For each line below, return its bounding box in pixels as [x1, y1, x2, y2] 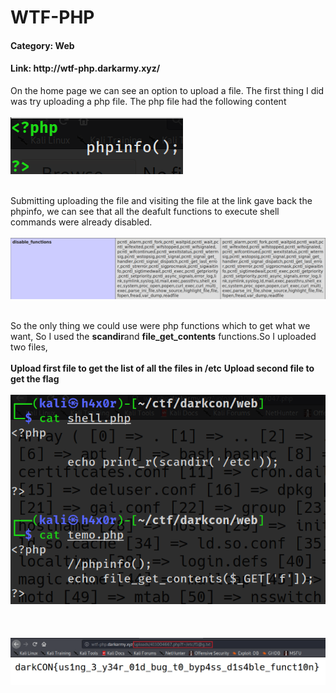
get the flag [10, 373, 60, 385]
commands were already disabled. [10, 216, 153, 228]
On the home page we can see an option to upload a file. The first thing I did [10, 84, 325, 96]
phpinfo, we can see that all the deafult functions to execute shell [10, 205, 280, 217]
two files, [10, 341, 48, 353]
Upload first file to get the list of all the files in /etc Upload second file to [10, 362, 315, 375]
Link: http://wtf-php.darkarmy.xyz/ [10, 62, 161, 75]
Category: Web [10, 39, 75, 51]
